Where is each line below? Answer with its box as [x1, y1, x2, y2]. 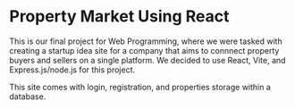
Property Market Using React [9, 6, 230, 27]
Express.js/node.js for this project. [9, 64, 136, 75]
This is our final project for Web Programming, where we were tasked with [9, 36, 283, 46]
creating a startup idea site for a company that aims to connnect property [9, 45, 280, 55]
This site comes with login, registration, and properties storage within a [9, 81, 271, 92]
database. [9, 91, 46, 102]
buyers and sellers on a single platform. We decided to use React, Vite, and [9, 54, 286, 65]
